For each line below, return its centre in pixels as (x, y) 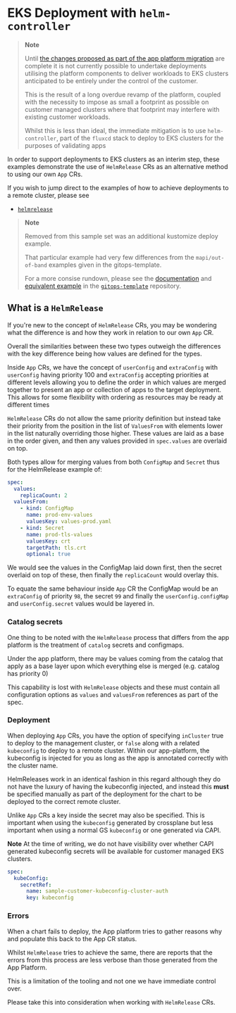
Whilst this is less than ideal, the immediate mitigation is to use (115, 130)
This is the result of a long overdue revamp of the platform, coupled (123, 94)
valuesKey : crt (48, 541)
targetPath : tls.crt (56, 548)
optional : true (48, 554)
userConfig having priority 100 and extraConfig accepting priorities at (108, 375)
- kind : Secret (42, 528)
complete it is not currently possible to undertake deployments (115, 65)
